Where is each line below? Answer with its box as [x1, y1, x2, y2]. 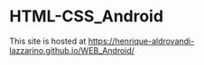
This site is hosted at [9, 36, 87, 46]
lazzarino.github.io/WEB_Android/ [9, 45, 135, 55]
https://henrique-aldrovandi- [88, 36, 195, 46]
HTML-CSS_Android [9, 6, 164, 27]
